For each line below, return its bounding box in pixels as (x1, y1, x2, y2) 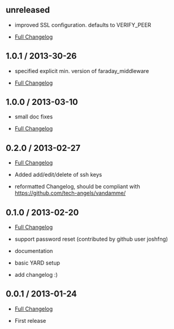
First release (14, 317, 47, 324)
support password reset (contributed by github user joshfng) (14, 236, 168, 243)
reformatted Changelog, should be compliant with (14, 183, 140, 190)
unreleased (6, 5, 50, 15)
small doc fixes (14, 113, 53, 120)
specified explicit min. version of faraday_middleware (14, 67, 149, 74)
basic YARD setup (14, 259, 61, 266)
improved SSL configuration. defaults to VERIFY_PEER (14, 21, 151, 28)
